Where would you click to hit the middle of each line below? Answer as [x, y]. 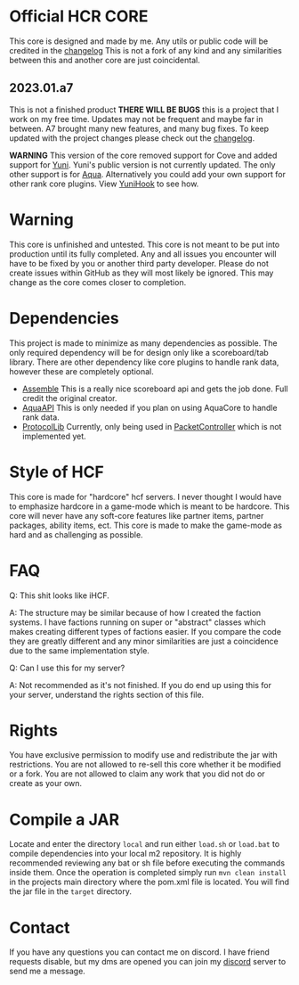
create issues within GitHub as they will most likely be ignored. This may [141, 273]
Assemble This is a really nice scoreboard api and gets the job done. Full [155, 389]
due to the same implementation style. [79, 650]
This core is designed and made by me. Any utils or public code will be [139, 41]
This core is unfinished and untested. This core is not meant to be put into [145, 244]
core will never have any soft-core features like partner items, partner [137, 515]
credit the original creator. [69, 398]
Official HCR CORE [79, 16]
